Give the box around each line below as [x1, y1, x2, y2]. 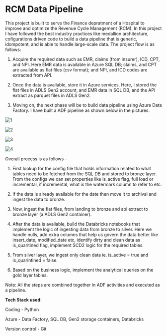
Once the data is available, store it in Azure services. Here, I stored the [12, 81, 157, 88]
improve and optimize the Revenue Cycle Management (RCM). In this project [5, 25, 162, 31]
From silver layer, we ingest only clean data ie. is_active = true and [12, 252, 149, 258]
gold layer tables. [12, 272, 48, 278]
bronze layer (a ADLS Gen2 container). [12, 211, 92, 217]
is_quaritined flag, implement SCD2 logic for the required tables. [12, 242, 144, 248]
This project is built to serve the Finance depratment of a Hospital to [5, 20, 145, 26]
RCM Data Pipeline [5, 3, 83, 15]
